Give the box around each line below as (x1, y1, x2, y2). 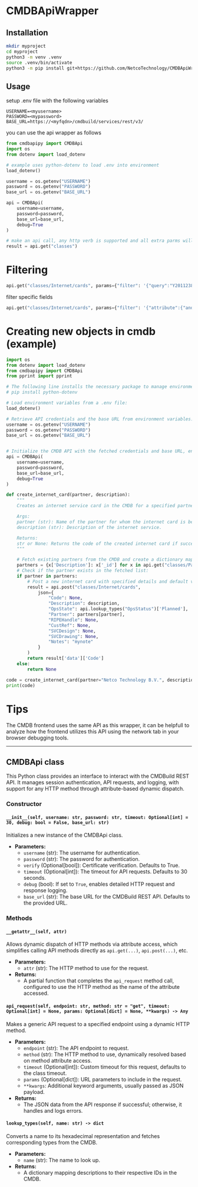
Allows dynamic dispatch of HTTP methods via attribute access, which (6, 941, 178, 948)
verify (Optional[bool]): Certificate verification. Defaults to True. (23, 862, 180, 869)
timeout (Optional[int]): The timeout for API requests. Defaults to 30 (23, 868, 187, 875)
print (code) (6, 682, 35, 688)
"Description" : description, (48, 600, 120, 607)
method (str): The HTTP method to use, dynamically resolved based (23, 1051, 186, 1058)
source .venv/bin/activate (6, 60, 72, 65)
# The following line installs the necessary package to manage (6, 384, 167, 390)
